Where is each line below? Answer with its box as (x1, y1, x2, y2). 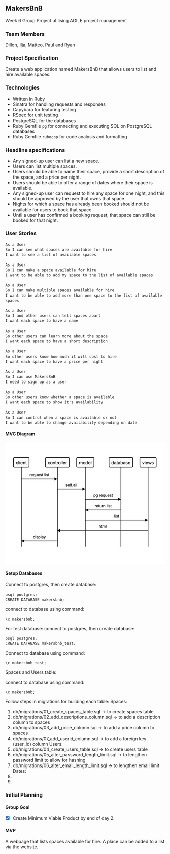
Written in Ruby (12, 96, 45, 102)
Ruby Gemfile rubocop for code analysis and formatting (12, 133, 127, 139)
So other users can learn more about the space (5, 334, 108, 339)
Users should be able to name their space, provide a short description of (12, 169, 165, 174)
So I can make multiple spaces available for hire (5, 288, 115, 293)
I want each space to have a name (5, 318, 79, 323)
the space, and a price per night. (12, 174, 81, 180)
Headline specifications (5, 146, 65, 153)
